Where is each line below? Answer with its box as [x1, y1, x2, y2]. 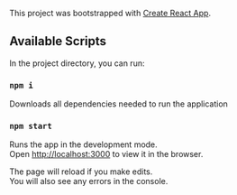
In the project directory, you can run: [9, 58, 145, 69]
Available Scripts [9, 33, 106, 49]
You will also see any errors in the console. [9, 176, 169, 187]
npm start [9, 121, 52, 132]
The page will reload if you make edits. [9, 166, 153, 177]
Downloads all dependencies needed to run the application [9, 98, 228, 109]
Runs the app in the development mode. [9, 139, 158, 150]
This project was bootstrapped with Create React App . [9, 8, 212, 18]
